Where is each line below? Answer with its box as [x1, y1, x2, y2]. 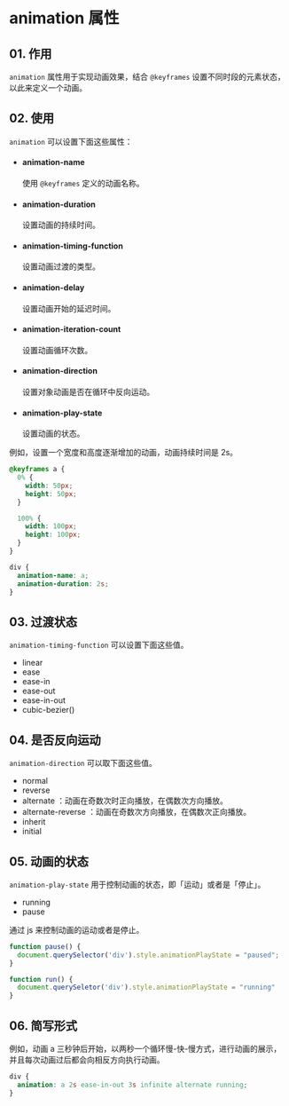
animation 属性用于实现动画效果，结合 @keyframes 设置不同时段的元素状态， [9, 72, 285, 82]
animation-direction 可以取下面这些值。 [9, 758, 157, 769]
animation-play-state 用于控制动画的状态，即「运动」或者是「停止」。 [9, 879, 266, 889]
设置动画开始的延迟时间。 [21, 303, 116, 313]
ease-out [21, 685, 56, 697]
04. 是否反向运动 [9, 732, 101, 747]
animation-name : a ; [17, 571, 90, 580]
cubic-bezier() [21, 705, 75, 715]
